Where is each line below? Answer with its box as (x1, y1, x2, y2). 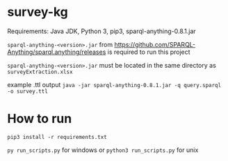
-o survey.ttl (7, 88, 49, 95)
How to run (7, 111, 72, 126)
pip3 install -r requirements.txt (7, 133, 108, 140)
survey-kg (7, 4, 68, 20)
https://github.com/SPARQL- (114, 40, 196, 48)
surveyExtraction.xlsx (7, 68, 73, 75)
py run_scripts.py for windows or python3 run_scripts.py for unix (7, 146, 199, 154)
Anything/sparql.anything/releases (7, 48, 106, 56)
